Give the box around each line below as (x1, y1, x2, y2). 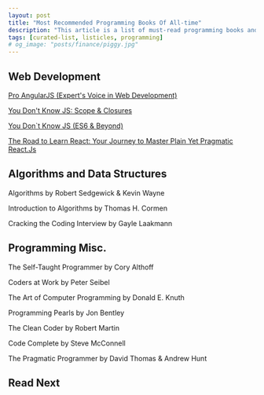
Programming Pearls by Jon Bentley (8, 308, 125, 317)
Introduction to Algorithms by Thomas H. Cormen (8, 203, 167, 213)
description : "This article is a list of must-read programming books (8, 26, 244, 34)
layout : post (8, 11, 51, 20)
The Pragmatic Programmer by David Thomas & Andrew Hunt (8, 353, 207, 363)
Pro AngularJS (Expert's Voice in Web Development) (8, 90, 178, 100)
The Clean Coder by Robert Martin (8, 323, 120, 332)
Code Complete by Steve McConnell (8, 338, 126, 348)
